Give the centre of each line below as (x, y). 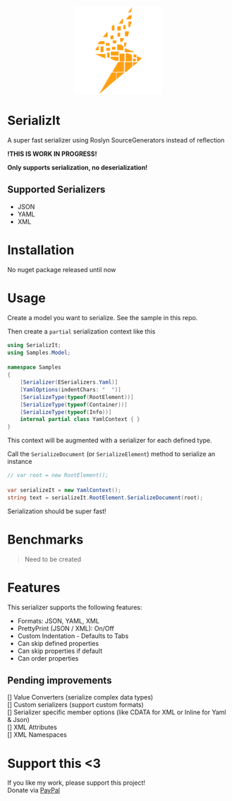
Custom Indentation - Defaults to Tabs (73, 636)
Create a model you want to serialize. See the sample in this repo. (103, 317)
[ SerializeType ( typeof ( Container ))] (74, 405)
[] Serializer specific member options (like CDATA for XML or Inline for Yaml (117, 712)
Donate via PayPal (33, 790)
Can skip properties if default (60, 651)
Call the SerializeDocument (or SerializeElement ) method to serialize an (111, 454)
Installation (41, 250)
